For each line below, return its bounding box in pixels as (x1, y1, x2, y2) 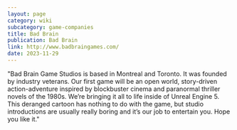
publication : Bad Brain (7, 37, 78, 44)
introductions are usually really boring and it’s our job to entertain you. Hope (7, 107, 231, 116)
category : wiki (7, 17, 53, 24)
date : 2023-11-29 (7, 50, 59, 58)
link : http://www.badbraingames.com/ (7, 43, 120, 50)
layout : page (7, 10, 46, 18)
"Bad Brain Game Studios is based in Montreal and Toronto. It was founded (7, 69, 228, 78)
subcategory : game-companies (7, 23, 94, 31)
